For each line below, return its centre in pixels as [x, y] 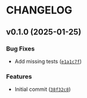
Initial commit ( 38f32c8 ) [43, 89]
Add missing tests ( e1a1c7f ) [48, 61]
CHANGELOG [39, 10]
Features [19, 76]
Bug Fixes [21, 49]
